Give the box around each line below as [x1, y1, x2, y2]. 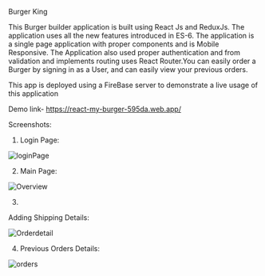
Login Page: [19, 135, 60, 145]
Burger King [8, 7, 48, 16]
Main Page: [19, 166, 57, 175]
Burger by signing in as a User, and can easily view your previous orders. [8, 65, 248, 74]
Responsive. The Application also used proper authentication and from [8, 48, 241, 57]
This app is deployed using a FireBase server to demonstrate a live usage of [8, 80, 258, 90]
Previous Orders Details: [19, 244, 100, 253]
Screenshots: [8, 120, 52, 129]
